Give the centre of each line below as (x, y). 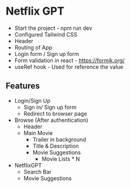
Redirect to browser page (55, 113)
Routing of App (33, 47)
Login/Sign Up (32, 100)
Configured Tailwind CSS (46, 34)
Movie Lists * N (61, 159)
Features (23, 86)
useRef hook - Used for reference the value (69, 67)
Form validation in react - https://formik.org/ (69, 60)
